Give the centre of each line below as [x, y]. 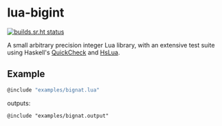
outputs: [19, 103]
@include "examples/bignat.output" [58, 116]
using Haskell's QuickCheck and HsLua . [64, 52]
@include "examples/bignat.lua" [53, 90]
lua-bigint [36, 13]
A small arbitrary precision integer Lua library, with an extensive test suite [111, 45]
